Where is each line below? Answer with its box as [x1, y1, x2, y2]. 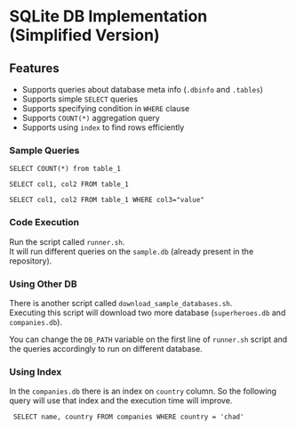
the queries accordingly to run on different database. [9, 343, 203, 353]
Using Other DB [9, 278, 77, 290]
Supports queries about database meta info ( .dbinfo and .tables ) [21, 85, 264, 94]
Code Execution [9, 216, 80, 229]
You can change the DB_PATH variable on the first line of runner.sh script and [9, 334, 288, 345]
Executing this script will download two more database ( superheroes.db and [9, 307, 286, 318]
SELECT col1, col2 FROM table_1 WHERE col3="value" [9, 196, 204, 205]
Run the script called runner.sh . [9, 236, 125, 247]
